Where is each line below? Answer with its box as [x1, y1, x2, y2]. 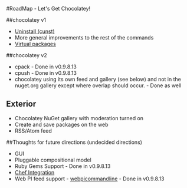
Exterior [6, 99, 37, 109]
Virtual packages [14, 41, 56, 47]
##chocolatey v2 [6, 52, 47, 58]
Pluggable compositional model [14, 156, 91, 163]
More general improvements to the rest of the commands [14, 34, 154, 41]
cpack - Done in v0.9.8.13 [14, 63, 77, 70]
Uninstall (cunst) [14, 28, 55, 35]
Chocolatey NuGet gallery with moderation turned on [14, 114, 143, 121]
